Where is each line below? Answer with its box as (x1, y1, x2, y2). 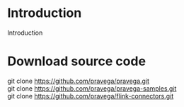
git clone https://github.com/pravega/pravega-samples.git (7, 84, 177, 93)
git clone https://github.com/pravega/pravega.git (7, 77, 150, 85)
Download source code (7, 53, 146, 69)
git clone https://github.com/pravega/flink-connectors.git (7, 91, 174, 100)
